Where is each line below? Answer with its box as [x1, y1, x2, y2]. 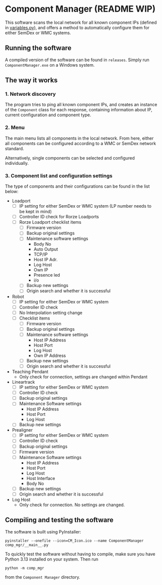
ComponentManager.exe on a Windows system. [5, 62, 95, 68]
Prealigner [12, 427, 33, 433]
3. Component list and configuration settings [5, 172, 113, 179]
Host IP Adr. [33, 257, 58, 263]
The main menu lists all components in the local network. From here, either [5, 135, 154, 141]
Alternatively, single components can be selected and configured [5, 155, 135, 161]
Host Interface [26, 475, 56, 481]
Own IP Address [33, 353, 66, 358]
